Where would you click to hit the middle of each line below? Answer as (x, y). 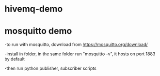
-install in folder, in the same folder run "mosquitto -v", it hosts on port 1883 (80, 54)
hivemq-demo (34, 9)
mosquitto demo (38, 31)
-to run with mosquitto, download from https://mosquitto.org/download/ (76, 45)
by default (15, 59)
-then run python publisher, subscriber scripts (50, 68)
